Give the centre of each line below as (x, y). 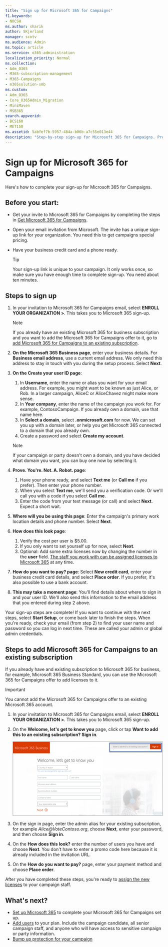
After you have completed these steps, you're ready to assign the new (77, 879)
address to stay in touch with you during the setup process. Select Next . (87, 363)
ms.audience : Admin (25, 42)
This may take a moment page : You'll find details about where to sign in (87, 592)
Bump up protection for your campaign (52, 939)
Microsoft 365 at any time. (47, 562)
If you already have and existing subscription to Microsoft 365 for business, (83, 669)
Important (15, 689)
